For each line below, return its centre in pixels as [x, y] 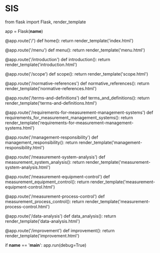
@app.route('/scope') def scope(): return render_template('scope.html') [77, 74]
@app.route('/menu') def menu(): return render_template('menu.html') [75, 50]
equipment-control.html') [30, 187]
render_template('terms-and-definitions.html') [51, 103]
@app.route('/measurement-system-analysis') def [55, 157]
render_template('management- [111, 142]
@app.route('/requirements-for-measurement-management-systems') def [79, 112]
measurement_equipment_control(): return [47, 182]
